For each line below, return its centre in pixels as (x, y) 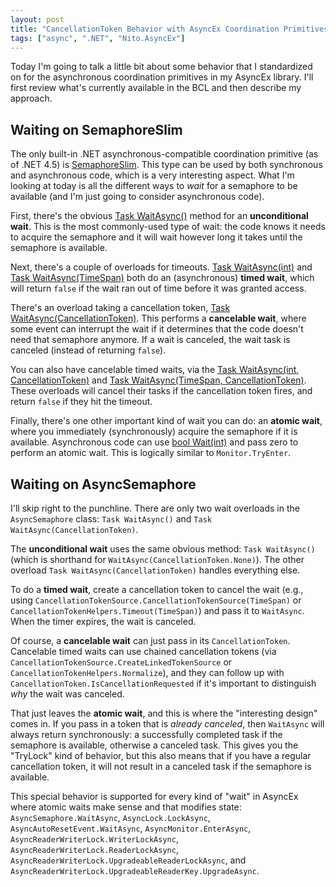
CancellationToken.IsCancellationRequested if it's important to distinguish (163, 683)
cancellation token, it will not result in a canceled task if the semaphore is (161, 766)
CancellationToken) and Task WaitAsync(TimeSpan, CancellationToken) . (158, 380)
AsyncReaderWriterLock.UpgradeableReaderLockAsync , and (128, 860)
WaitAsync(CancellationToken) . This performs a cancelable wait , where (158, 318)
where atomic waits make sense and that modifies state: (126, 807)
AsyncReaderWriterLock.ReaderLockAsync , (94, 849)
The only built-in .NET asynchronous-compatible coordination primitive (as (164, 154)
